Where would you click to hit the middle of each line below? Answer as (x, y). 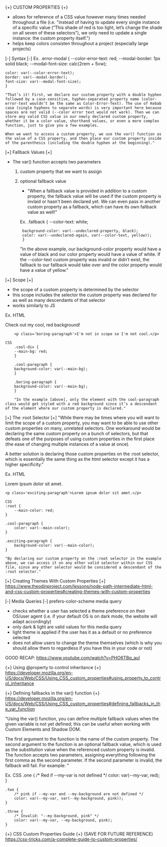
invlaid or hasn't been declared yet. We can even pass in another (94, 201)
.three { (14, 812)
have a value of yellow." (44, 270)
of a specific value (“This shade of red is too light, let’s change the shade (87, 27)
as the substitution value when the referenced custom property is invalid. (80, 750)
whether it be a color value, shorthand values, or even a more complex (82, 121)
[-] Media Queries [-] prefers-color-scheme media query (64, 601)
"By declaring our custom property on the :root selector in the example (83, 559)
